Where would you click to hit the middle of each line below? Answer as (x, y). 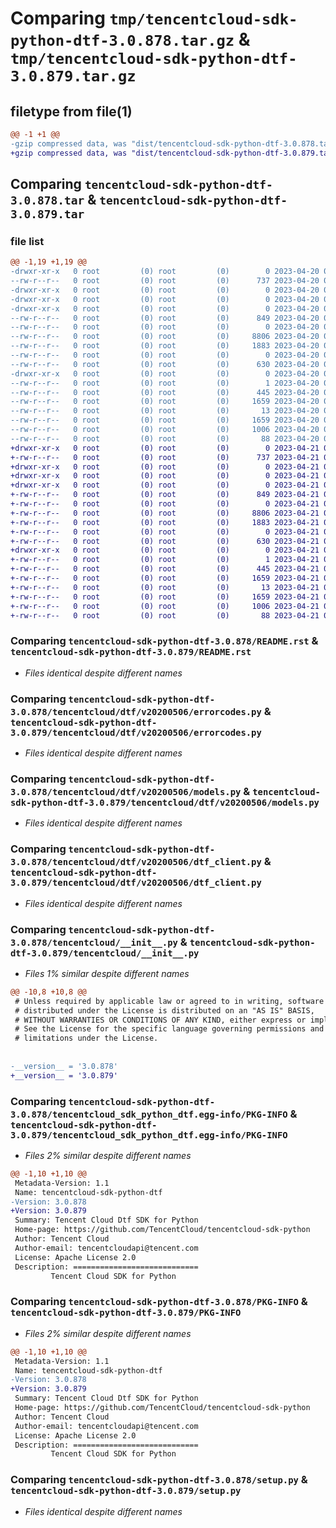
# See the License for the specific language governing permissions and (169, 1029)
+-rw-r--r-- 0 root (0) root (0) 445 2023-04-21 (165, 569)
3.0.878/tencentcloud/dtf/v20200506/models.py (126, 791)
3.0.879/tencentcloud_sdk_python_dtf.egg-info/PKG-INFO (149, 1135)
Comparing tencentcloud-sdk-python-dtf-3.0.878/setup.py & (159, 1480)
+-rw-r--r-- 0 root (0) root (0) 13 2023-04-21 (165, 587)
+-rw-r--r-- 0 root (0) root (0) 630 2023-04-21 (165, 541)
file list (27, 241)
